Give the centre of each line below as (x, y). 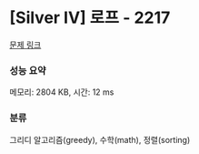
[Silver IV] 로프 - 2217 (90, 18)
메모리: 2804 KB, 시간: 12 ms (62, 92)
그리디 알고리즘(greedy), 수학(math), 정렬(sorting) (100, 139)
